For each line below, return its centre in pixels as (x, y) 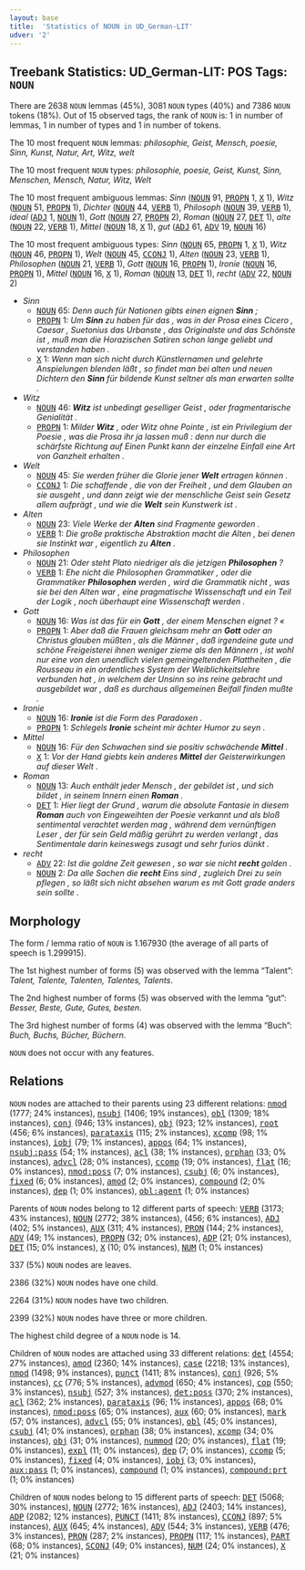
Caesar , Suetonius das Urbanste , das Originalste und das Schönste (166, 330)
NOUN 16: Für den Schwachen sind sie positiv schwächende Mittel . (162, 747)
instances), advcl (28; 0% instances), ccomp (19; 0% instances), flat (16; (150, 1161)
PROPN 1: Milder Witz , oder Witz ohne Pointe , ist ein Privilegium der (164, 427)
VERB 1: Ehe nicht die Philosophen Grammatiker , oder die (144, 572)
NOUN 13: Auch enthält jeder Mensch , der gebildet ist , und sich (155, 786)
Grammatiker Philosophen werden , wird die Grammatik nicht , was (163, 582)
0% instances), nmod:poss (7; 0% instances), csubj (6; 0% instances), (144, 1171)
